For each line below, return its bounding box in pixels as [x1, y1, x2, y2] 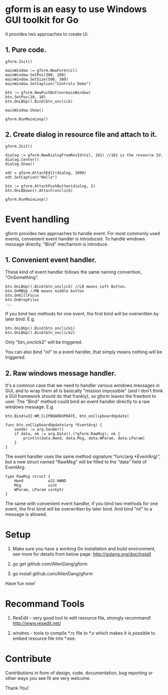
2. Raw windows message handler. [5, 369, 117, 378]
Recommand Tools [5, 598, 85, 610]
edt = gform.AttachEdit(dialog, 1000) [5, 170, 87, 175]
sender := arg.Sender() [14, 427, 64, 432]
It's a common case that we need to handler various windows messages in [5, 383, 160, 389]
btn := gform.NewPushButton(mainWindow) [5, 90, 92, 95]
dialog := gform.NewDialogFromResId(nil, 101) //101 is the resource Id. [5, 153, 163, 158]
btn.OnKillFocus [5, 293, 39, 298]
